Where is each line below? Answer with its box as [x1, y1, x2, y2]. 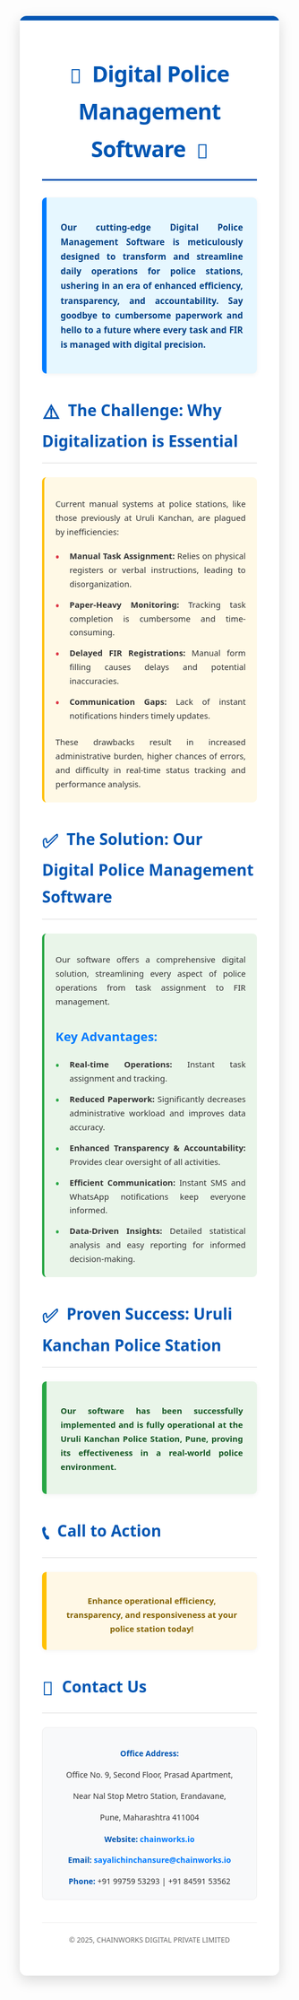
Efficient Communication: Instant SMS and [69, 1176, 246, 1188]
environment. [60, 1460, 117, 1473]
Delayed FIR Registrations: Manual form [69, 647, 246, 659]
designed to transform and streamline [60, 250, 243, 263]
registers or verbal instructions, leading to [69, 563, 246, 576]
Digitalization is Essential [42, 430, 239, 452]
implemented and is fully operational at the [60, 1418, 243, 1430]
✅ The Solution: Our [42, 827, 203, 855]
